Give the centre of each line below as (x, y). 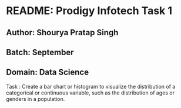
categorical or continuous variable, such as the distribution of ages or (90, 93)
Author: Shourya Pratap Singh (62, 33)
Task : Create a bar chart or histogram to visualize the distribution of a (91, 86)
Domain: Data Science (48, 72)
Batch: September (40, 52)
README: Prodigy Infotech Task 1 (89, 11)
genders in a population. (36, 99)
